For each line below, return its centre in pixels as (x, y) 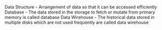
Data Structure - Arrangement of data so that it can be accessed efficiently (81, 7)
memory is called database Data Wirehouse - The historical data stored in (80, 17)
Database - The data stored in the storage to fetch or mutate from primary (80, 12)
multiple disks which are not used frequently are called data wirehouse (77, 22)
